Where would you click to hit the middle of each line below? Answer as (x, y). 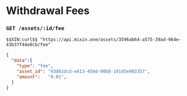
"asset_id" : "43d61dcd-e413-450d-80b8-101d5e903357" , (83, 71)
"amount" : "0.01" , (41, 77)
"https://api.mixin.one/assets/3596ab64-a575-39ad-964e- (111, 40)
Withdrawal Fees (48, 11)
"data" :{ (22, 61)
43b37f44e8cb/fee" (28, 45)
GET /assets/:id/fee (35, 28)
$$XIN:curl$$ (22, 40)
